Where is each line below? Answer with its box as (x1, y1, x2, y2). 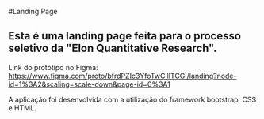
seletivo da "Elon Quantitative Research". (8, 42, 217, 55)
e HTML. (8, 102, 37, 113)
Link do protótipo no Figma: (8, 62, 98, 72)
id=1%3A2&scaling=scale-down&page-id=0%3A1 (8, 79, 170, 89)
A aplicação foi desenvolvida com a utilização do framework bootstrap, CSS (8, 95, 257, 104)
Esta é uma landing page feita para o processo (8, 29, 242, 43)
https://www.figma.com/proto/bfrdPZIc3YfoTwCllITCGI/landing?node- (8, 71, 237, 80)
